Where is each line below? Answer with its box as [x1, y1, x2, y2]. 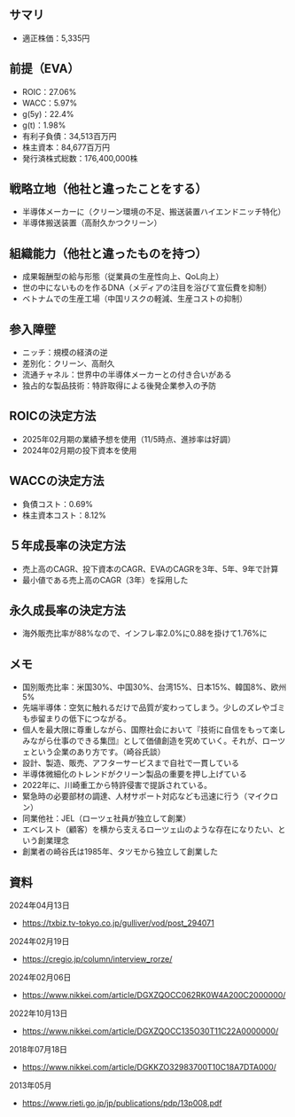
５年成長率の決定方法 [9, 538, 126, 553]
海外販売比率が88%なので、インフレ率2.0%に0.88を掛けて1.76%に [21, 628, 268, 639]
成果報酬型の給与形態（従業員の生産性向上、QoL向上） [21, 271, 224, 282]
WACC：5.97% [21, 98, 78, 108]
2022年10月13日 [9, 1008, 68, 1019]
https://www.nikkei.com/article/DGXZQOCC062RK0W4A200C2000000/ [21, 989, 286, 1000]
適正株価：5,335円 [21, 33, 90, 43]
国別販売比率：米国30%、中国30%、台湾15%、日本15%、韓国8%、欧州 [21, 682, 287, 692]
